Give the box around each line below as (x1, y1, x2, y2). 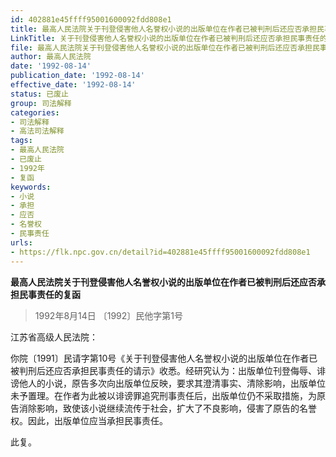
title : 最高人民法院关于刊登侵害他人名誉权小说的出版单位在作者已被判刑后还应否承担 (10, 24, 318, 34)
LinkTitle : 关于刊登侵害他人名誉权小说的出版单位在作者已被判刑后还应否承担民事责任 (10, 33, 320, 43)
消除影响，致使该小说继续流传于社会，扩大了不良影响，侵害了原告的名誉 (18, 402, 317, 414)
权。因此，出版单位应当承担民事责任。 (10, 414, 168, 426)
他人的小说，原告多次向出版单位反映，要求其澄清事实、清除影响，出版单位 (18, 377, 326, 389)
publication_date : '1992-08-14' (10, 71, 145, 81)
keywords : (10, 182, 52, 192)
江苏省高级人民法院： (10, 331, 98, 343)
